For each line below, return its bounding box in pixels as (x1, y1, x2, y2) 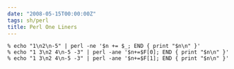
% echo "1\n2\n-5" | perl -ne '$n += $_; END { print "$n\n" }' (7, 43, 201, 50)
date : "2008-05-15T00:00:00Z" (7, 10, 97, 18)
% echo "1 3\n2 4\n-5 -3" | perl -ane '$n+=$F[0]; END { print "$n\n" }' (7, 49, 230, 56)
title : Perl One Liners (7, 23, 78, 30)
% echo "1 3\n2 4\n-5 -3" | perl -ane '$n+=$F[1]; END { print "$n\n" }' (7, 55, 230, 62)
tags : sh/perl (7, 17, 49, 24)
